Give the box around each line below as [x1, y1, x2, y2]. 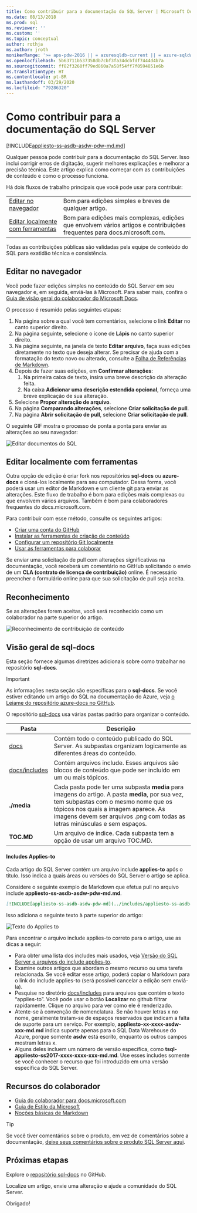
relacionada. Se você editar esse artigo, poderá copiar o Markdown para [14, 971, 190, 978]
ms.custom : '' [6, 31, 41, 36]
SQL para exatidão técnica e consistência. [6, 249, 108, 256]
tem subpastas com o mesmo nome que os [53, 798, 173, 806]
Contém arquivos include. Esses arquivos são [53, 759, 179, 767]
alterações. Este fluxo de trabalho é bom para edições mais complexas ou [6, 491, 185, 498]
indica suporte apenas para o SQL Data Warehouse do [45, 1027, 176, 1034]
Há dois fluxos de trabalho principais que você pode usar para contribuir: [6, 183, 183, 191]
